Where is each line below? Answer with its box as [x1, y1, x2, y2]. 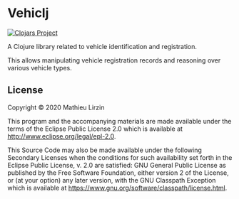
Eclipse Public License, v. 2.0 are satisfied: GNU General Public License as [7, 161, 226, 169]
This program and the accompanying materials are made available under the [7, 117, 232, 125]
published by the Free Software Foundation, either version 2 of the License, [7, 168, 230, 177]
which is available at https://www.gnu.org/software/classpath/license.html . [7, 183, 228, 192]
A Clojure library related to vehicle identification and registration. [7, 42, 198, 50]
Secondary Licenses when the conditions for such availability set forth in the [7, 153, 233, 161]
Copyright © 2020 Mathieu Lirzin [7, 103, 105, 112]
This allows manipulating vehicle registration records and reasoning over [7, 55, 221, 65]
